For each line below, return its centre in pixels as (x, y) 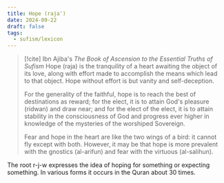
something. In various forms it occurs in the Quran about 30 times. (101, 173)
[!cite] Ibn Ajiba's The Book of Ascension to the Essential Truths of (119, 59)
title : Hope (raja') (37, 13)
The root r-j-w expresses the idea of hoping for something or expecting (109, 165)
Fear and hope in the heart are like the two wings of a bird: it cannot (120, 137)
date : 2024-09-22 (32, 20)
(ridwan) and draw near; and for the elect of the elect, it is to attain (119, 109)
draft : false (26, 26)
